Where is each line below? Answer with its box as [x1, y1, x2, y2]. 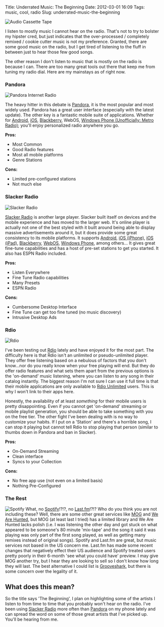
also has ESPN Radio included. [5, 250, 67, 256]
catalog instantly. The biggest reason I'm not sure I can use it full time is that [5, 378, 159, 384]
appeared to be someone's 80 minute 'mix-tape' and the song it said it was [5, 527, 156, 533]
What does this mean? [5, 582, 75, 591]
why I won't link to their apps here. [5, 388, 75, 394]
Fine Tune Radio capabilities [12, 274, 69, 280]
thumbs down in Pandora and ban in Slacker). [5, 429, 97, 435]
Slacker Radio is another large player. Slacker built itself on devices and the [5, 214, 156, 220]
